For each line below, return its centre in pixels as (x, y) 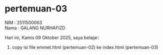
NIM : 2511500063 (23, 22)
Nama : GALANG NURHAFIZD (35, 27)
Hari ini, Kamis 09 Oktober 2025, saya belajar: (52, 37)
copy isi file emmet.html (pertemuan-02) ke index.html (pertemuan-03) (85, 47)
